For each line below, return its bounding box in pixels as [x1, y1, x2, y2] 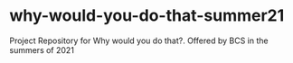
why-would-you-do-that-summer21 [9, 5, 285, 26]
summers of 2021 [9, 44, 75, 55]
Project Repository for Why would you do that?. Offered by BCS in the [9, 35, 269, 46]
